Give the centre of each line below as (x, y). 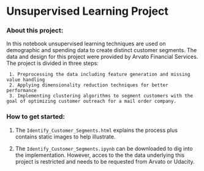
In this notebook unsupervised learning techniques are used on (86, 44)
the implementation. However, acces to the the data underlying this (100, 155)
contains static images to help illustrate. (65, 137)
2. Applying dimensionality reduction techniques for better (89, 85)
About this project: (35, 31)
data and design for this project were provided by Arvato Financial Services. (102, 57)
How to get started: (36, 116)
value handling (26, 80)
